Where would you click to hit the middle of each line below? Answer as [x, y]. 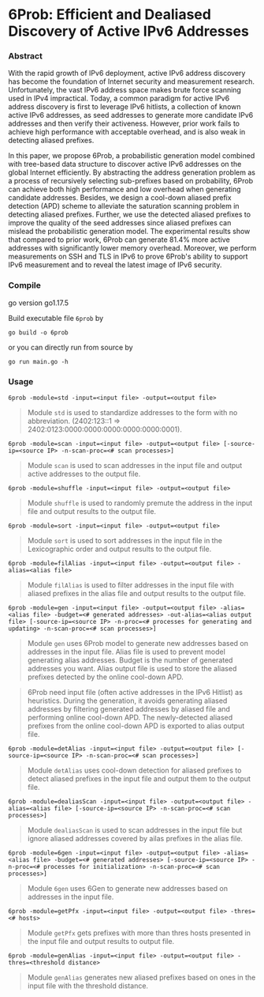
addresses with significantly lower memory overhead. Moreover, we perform [132, 248]
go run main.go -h [38, 361]
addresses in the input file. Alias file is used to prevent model [126, 652]
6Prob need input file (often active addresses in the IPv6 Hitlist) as [135, 693]
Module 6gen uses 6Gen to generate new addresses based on [128, 889]
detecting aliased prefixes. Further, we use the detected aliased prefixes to [129, 214]
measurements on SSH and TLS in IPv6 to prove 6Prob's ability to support [128, 257]
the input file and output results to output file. [101, 942]
